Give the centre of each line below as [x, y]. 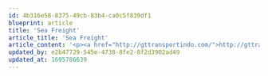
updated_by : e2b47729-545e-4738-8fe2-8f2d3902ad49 [94, 52]
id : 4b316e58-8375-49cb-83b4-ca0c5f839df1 [80, 15]
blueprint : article [41, 23]
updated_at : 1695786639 [48, 60]
